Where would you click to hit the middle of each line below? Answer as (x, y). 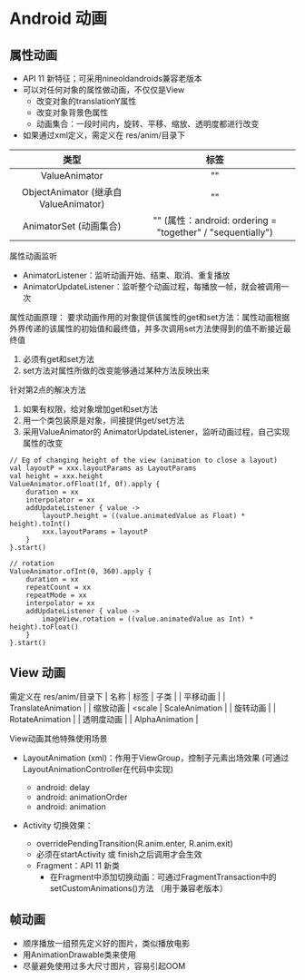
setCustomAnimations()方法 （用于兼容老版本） (139, 888)
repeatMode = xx (57, 595)
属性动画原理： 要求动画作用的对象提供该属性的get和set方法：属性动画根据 (150, 317)
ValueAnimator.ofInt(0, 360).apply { (81, 572)
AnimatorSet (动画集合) (72, 226)
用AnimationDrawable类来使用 (79, 955)
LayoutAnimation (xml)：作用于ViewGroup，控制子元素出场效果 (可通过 (155, 758)
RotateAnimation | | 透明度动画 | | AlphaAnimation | (104, 719)
